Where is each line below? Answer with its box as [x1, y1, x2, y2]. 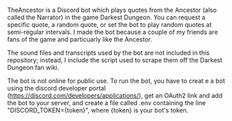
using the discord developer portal [7, 84, 106, 92]
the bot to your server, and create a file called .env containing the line [7, 99, 206, 106]
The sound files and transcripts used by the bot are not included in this [7, 48, 210, 57]
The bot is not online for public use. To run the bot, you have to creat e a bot [7, 77, 226, 85]
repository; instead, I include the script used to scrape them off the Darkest [7, 56, 223, 64]
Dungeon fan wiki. [7, 64, 59, 71]
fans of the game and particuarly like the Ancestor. [7, 35, 153, 44]
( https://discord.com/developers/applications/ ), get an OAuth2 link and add [7, 91, 223, 100]
